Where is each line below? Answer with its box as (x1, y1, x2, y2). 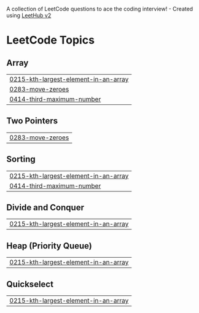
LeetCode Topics (6, 33, 95, 47)
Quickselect (6, 279, 54, 289)
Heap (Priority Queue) (6, 241, 92, 251)
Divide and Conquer (6, 203, 85, 213)
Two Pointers (6, 116, 58, 126)
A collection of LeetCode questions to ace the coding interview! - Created (6, 6, 193, 12)
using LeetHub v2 (6, 12, 52, 19)
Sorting (6, 154, 36, 164)
